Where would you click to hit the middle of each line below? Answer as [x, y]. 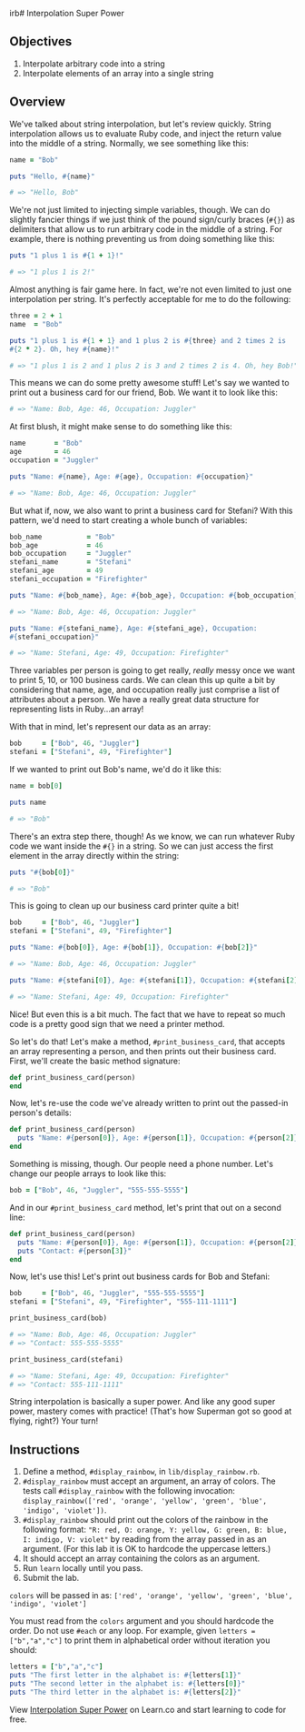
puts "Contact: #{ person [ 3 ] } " [74, 1251]
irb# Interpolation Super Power [67, 13]
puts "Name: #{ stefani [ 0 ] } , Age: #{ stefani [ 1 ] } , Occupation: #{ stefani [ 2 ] [154, 980]
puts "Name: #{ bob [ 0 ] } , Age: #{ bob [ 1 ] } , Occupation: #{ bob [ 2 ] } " [133, 948]
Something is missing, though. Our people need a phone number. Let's [142, 1164]
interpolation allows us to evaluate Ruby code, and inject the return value [146, 133]
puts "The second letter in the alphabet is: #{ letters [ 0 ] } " [128, 1683]
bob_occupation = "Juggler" [70, 554]
